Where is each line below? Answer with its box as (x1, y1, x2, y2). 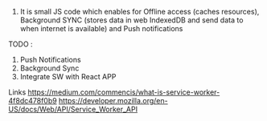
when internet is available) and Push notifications (19, 24, 183, 33)
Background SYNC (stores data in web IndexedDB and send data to (19, 15, 244, 25)
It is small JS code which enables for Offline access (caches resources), (19, 7, 260, 16)
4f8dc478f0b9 (8, 96, 58, 105)
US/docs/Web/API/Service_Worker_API (8, 104, 138, 114)
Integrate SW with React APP (19, 72, 117, 81)
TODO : (8, 39, 34, 49)
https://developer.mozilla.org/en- (59, 96, 168, 105)
